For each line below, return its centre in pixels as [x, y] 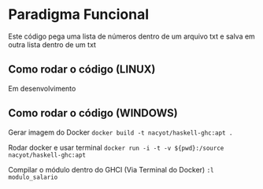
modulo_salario [33, 177]
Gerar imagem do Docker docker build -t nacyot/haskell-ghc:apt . [120, 132]
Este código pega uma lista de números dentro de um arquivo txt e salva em [132, 36]
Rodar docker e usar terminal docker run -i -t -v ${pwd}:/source [116, 147]
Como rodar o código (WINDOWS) [93, 113]
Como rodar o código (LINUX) [82, 70]
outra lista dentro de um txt [52, 44]
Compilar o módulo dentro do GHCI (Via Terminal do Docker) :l [111, 169]
